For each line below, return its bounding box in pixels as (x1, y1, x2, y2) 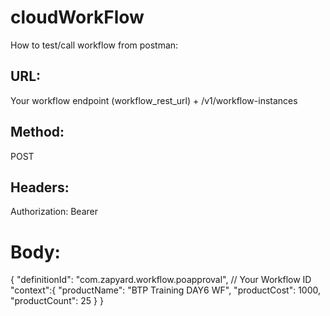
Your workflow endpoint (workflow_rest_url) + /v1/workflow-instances (10, 94, 298, 106)
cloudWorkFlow (10, 6, 145, 29)
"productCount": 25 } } (10, 295, 104, 307)
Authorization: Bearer (10, 206, 98, 218)
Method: (10, 124, 65, 141)
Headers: (10, 179, 70, 196)
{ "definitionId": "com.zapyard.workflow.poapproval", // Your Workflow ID (10, 274, 312, 286)
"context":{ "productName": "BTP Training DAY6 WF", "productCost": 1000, (10, 284, 322, 296)
